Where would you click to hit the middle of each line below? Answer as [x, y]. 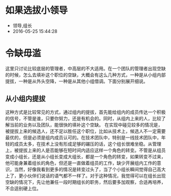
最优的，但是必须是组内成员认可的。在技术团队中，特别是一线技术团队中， [83, 137]
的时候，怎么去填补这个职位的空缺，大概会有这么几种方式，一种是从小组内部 [85, 75]
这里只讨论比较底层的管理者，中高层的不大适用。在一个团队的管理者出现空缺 [85, 68]
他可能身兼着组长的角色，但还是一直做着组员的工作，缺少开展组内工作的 [81, 163]
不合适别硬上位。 [23, 188]
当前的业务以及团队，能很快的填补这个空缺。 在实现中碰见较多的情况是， [86, 125]
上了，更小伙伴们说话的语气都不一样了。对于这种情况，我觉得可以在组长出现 [85, 176]
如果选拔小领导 [37, 10]
